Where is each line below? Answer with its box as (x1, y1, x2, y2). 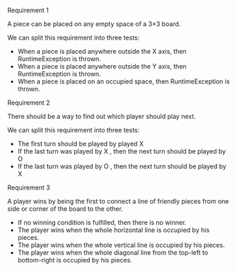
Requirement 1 (7, 6, 50, 14)
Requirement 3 (7, 183, 51, 192)
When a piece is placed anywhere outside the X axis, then (17, 47, 187, 55)
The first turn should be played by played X (17, 139, 144, 148)
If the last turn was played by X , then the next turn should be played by (17, 147, 226, 155)
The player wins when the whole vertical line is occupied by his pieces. (17, 241, 225, 249)
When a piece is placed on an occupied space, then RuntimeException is (17, 77, 230, 86)
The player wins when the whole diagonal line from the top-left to (17, 248, 209, 257)
